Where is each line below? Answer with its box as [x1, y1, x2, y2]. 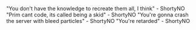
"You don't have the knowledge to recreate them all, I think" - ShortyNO [6, 5, 185, 12]
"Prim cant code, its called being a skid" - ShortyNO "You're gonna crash [6, 11, 189, 18]
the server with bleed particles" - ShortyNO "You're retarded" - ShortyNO [6, 18, 191, 24]
